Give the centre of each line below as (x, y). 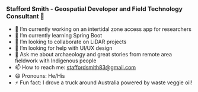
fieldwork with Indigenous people (55, 61)
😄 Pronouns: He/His (40, 76)
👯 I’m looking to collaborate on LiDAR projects (71, 42)
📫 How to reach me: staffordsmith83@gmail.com (75, 68)
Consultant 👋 (25, 16)
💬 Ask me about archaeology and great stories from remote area (93, 55)
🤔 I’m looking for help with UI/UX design (63, 48)
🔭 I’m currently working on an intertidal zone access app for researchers (103, 29)
